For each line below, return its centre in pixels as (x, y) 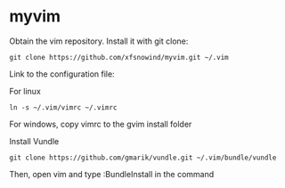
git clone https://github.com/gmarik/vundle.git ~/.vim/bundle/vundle (143, 158)
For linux (25, 91)
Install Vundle (34, 141)
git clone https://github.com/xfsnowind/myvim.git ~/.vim (119, 57)
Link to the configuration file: (62, 74)
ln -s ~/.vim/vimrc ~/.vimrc (63, 107)
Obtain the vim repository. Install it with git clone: (99, 41)
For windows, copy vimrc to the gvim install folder (101, 124)
